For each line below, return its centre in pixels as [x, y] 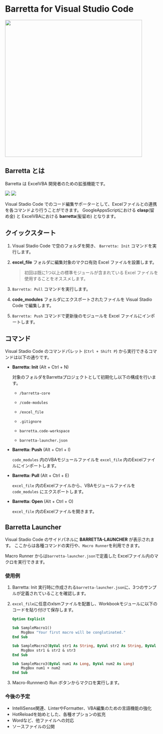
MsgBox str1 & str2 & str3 [48, 650]
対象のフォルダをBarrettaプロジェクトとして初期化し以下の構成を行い [82, 377]
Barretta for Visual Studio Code [69, 9]
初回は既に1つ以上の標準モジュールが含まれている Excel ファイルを [91, 272]
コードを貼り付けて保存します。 [44, 610]
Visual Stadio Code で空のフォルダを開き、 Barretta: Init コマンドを [82, 246]
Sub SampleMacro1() [32, 628]
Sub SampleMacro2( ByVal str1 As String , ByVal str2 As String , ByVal [84, 646]
